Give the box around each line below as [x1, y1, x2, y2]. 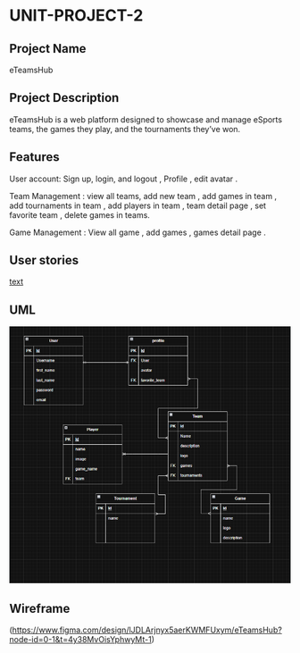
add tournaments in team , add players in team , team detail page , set [9, 200, 266, 211]
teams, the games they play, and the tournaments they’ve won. [9, 123, 241, 134]
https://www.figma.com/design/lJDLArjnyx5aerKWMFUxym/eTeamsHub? [12, 624, 283, 635]
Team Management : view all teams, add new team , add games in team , [9, 190, 278, 201]
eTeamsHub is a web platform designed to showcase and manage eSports [9, 113, 283, 125]
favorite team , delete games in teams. [9, 209, 150, 220]
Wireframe [9, 600, 71, 616]
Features [9, 149, 60, 165]
